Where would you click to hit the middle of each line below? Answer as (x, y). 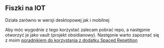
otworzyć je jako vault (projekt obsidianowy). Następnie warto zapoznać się (82, 35)
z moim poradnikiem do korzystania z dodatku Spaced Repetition (71, 40)
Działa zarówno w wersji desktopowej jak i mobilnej (57, 20)
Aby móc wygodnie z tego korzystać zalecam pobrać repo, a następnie (78, 30)
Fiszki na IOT (25, 8)
